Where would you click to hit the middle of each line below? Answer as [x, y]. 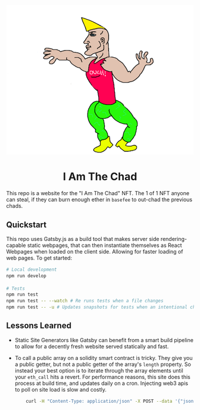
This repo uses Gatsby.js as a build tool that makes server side [83, 239]
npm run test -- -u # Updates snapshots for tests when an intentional [97, 307]
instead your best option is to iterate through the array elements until [99, 370]
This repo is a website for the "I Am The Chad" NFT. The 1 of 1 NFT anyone [98, 193]
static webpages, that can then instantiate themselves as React [105, 245]
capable [16, 245]
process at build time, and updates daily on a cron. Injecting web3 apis [101, 383]
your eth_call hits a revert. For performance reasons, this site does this [102, 377]
